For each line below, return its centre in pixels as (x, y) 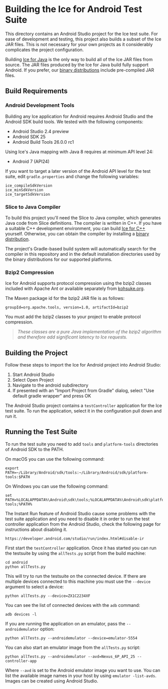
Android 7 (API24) (31, 161)
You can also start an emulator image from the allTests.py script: (73, 647)
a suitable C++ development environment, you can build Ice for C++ (75, 228)
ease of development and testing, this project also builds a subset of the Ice (83, 39)
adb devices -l (21, 614)
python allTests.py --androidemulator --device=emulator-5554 (71, 638)
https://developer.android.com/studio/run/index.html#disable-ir (74, 539)
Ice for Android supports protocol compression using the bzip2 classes (78, 283)
